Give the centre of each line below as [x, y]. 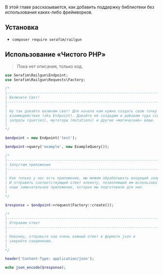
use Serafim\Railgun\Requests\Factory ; [45, 80]
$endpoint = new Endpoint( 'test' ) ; [41, 138]
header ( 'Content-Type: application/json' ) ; [50, 259]
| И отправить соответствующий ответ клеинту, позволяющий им [69, 183]
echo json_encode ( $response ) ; [36, 268]
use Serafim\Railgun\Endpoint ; [37, 75]
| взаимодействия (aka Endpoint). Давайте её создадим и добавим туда [78, 116]
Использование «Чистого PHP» [55, 55]
